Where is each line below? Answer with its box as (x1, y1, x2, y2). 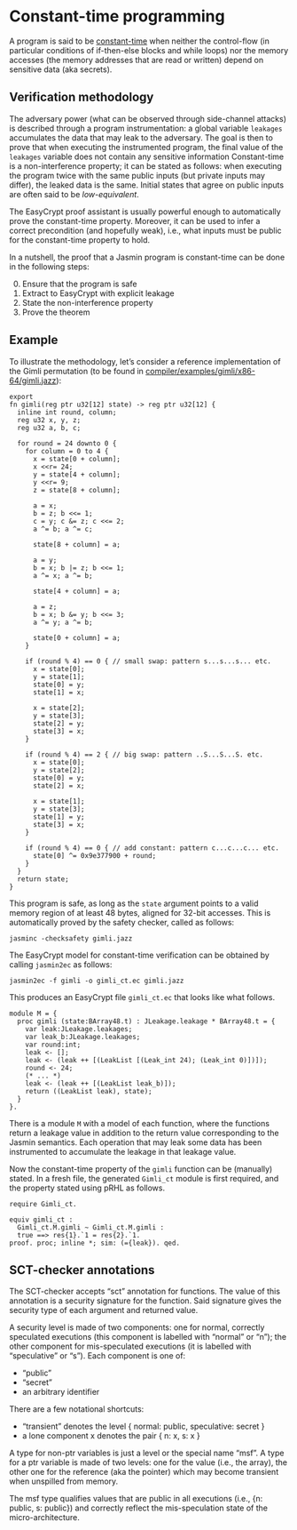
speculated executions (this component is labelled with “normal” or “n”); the (9, 1332, 286, 1342)
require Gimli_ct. (9, 1199, 77, 1208)
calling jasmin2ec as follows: (9, 958, 113, 970)
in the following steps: (9, 260, 90, 272)
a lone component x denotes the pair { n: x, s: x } (21, 1430, 201, 1441)
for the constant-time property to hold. (9, 234, 151, 245)
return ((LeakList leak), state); (25, 1086, 152, 1095)
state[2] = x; (32, 781, 86, 790)
